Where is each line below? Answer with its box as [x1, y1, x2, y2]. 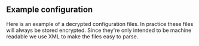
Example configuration [6, 5, 93, 15]
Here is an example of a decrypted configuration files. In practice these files [6, 20, 194, 27]
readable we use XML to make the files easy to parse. [6, 32, 139, 40]
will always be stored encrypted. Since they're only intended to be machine [6, 27, 192, 34]
